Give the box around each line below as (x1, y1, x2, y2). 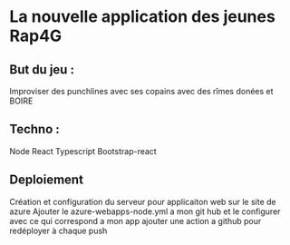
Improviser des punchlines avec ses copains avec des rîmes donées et (9, 86, 274, 96)
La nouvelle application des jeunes (9, 6, 276, 27)
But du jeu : (9, 62, 75, 77)
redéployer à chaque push (9, 225, 108, 236)
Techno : (9, 122, 61, 137)
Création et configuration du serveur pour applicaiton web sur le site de (9, 196, 276, 207)
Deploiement (9, 172, 84, 188)
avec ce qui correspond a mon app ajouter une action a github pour (9, 215, 262, 226)
